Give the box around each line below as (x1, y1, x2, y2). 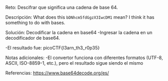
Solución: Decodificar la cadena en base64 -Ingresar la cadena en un (5, 30, 153, 35)
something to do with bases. (5, 20, 66, 25)
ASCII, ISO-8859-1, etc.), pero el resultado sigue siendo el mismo (5, 60, 143, 66)
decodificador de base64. (5, 35, 60, 41)
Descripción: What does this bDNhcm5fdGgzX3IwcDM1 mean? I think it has (5, 14, 155, 20)
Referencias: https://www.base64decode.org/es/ (5, 70, 109, 76)
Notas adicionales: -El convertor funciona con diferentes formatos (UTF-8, (5, 55, 163, 61)
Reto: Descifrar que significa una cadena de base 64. (5, 5, 118, 10)
